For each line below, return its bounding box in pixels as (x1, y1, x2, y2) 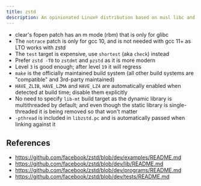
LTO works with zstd (14, 43, 66, 51)
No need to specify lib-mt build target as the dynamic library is (14, 95, 172, 102)
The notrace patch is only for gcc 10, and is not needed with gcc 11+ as (14, 37, 191, 45)
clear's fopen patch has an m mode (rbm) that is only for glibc (14, 31, 169, 38)
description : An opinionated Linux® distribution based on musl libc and (6, 14, 196, 20)
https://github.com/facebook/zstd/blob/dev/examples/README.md (14, 154, 182, 161)
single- (169, 101, 187, 108)
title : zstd (6, 8, 36, 15)
